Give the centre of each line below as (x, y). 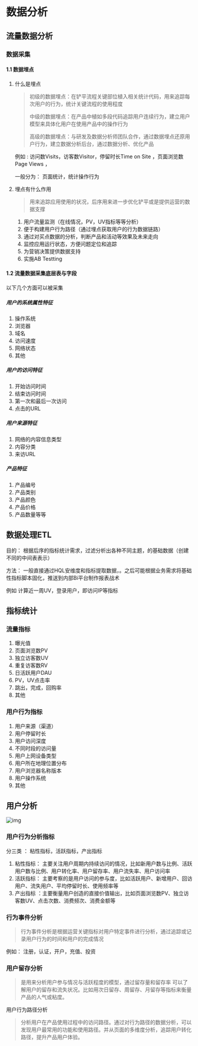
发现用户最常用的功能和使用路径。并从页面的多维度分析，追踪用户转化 (106, 1030)
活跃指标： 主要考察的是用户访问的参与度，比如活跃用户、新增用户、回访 (103, 878)
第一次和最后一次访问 (40, 401)
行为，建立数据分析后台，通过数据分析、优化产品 (94, 143)
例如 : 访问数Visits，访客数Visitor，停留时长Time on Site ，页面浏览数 (99, 156)
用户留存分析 (25, 968)
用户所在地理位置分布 (40, 763)
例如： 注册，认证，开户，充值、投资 (51, 951)
